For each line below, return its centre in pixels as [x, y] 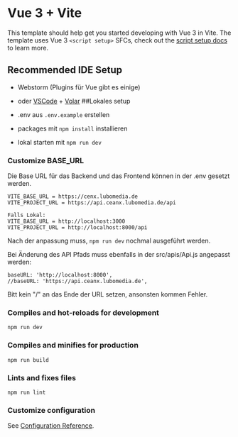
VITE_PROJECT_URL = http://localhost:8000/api [77, 228]
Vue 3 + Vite [45, 13]
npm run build [28, 360]
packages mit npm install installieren [72, 128]
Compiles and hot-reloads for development [83, 312]
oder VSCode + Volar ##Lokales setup [74, 101]
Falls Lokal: [27, 215]
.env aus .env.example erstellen [64, 114]
